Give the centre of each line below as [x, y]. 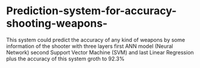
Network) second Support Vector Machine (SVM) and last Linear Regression [100, 52]
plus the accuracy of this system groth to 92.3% [65, 59]
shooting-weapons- [57, 23]
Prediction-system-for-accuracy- [92, 11]
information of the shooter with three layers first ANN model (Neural [90, 46]
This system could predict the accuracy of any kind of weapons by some [96, 40]
